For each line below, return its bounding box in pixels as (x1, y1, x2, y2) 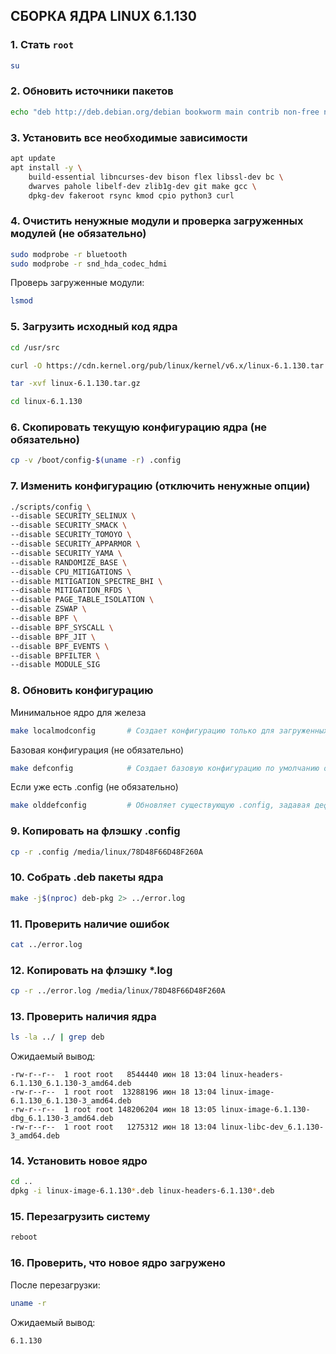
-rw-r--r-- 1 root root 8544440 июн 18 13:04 (10, 1070, 217, 1080)
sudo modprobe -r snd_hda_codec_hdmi (10, 259, 168, 269)
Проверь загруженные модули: (10, 277, 145, 289)
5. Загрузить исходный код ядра (10, 320, 178, 334)
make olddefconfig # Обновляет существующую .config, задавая (10, 800, 311, 811)
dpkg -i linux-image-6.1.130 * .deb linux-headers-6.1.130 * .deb (10, 1186, 275, 1196)
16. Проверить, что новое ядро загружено (10, 1256, 226, 1270)
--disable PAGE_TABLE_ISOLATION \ (10, 595, 155, 605)
